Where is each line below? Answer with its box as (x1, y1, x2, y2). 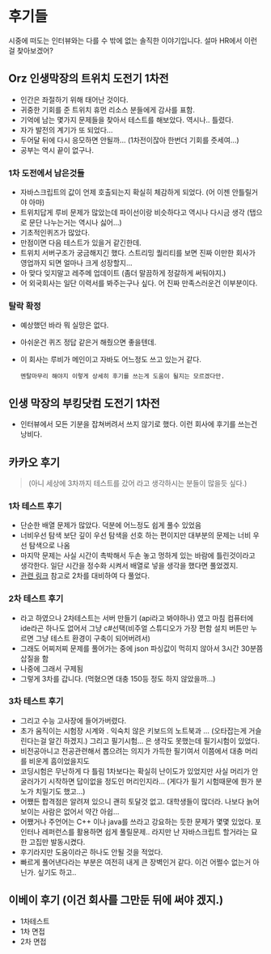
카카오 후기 (8, 455, 61, 469)
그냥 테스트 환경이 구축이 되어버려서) (35, 633, 151, 643)
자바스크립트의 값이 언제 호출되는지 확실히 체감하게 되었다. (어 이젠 (19, 188, 231, 197)
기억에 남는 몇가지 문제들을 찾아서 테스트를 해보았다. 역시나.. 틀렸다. (19, 115, 234, 125)
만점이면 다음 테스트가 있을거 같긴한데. (19, 238, 142, 247)
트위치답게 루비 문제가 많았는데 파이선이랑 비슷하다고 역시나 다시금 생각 (19, 208, 245, 217)
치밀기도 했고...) (35, 786, 86, 796)
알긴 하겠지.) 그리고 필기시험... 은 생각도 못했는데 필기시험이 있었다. (48, 736, 260, 745)
